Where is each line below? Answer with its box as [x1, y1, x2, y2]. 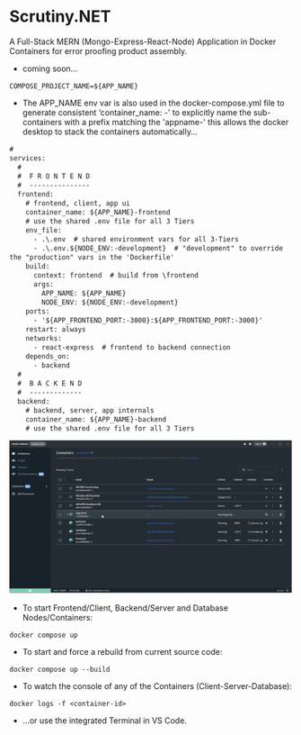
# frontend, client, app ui [25, 198, 130, 208]
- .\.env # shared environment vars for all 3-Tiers [32, 234, 240, 244]
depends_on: [25, 351, 70, 361]
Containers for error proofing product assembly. [9, 45, 188, 56]
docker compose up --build [9, 665, 111, 675]
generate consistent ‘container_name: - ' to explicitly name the [22, 106, 252, 118]
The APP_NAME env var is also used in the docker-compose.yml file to [22, 97, 285, 108]
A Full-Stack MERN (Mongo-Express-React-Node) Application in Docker [9, 36, 277, 47]
